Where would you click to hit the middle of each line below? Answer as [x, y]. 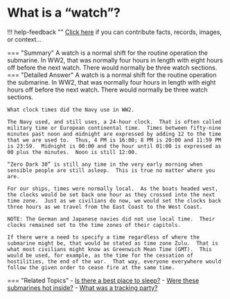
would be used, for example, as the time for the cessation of [100, 255]
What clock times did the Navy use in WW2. [71, 110]
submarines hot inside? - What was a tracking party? [82, 288]
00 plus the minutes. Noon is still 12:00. [72, 152]
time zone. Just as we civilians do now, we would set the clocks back [114, 200]
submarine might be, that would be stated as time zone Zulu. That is [113, 243]
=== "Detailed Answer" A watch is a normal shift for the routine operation [112, 75]
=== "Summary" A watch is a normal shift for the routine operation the [107, 53]
